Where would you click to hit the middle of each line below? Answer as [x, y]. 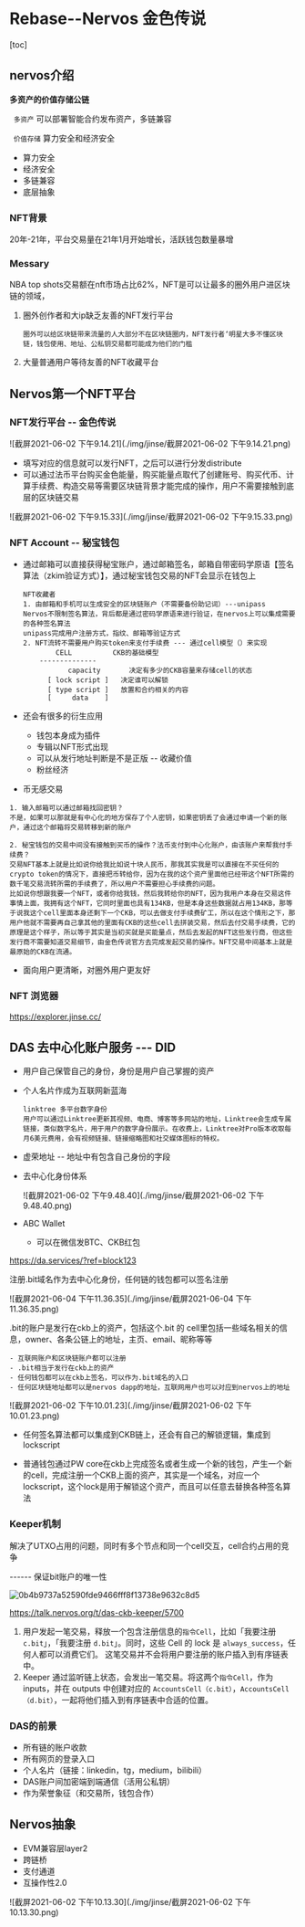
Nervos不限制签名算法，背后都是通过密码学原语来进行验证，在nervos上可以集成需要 [159, 614]
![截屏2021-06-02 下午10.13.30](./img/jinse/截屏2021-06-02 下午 [131, 1901]
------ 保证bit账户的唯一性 [58, 1576]
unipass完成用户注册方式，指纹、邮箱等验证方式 [101, 634]
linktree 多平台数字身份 [65, 1110]
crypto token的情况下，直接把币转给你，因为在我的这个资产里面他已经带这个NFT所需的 [152, 874]
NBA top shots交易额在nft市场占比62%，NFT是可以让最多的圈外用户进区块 [150, 285]
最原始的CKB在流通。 [43, 952]
